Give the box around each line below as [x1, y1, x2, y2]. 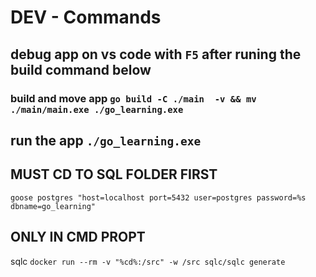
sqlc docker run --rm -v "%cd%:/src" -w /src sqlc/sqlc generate [10, 255, 286, 267]
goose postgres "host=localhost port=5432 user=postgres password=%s [10, 192, 307, 203]
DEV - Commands [10, 6, 162, 29]
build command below [10, 61, 152, 78]
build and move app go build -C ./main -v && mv [10, 91, 257, 105]
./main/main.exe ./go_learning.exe [10, 104, 184, 115]
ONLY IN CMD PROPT [10, 229, 146, 246]
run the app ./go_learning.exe [10, 132, 202, 149]
